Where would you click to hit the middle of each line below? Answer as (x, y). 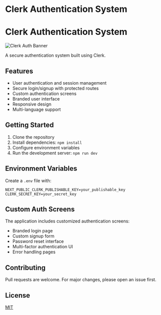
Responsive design (32, 104)
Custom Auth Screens (40, 209)
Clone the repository (33, 137)
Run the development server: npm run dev (55, 153)
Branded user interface (36, 99)
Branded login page (33, 231)
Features (19, 71)
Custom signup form (33, 236)
